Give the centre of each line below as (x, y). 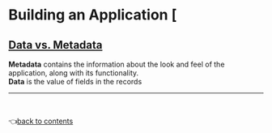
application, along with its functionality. (74, 73)
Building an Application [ (93, 15)
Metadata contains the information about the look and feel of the (117, 64)
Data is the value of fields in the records (75, 82)
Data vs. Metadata (55, 45)
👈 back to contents (41, 121)
